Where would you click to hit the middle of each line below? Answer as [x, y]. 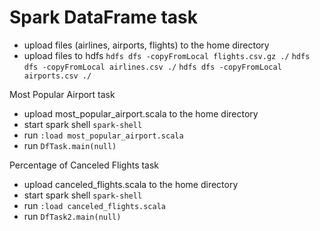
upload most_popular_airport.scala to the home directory [141, 113]
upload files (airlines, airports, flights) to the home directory [146, 45]
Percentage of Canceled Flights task [84, 165]
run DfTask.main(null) [70, 145]
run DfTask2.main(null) [72, 216]
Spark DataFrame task [103, 17]
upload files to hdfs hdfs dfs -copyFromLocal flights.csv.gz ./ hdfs [167, 55]
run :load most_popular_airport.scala [103, 135]
